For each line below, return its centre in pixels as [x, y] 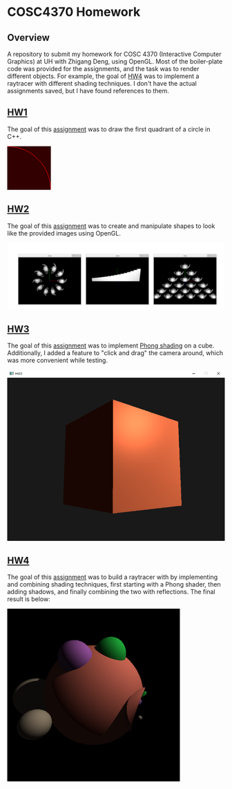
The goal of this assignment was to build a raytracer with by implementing [113, 577]
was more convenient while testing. [58, 361]
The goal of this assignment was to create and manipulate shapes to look [111, 226]
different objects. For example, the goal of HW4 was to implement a [103, 76]
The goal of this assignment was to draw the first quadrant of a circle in [109, 129]
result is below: [29, 599]
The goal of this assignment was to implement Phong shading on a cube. [111, 345]
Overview [29, 38]
